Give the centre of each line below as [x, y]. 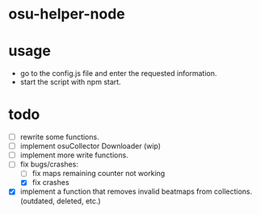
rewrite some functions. [59, 137]
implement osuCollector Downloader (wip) [90, 146]
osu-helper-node [67, 14]
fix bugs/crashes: [49, 164]
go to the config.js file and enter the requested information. [118, 73]
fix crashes [51, 183]
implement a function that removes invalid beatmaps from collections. [136, 191]
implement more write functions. [74, 155]
